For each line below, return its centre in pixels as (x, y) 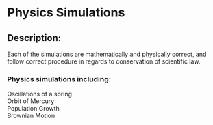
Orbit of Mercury (31, 101)
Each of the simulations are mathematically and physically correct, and (107, 54)
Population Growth (33, 109)
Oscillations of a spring (40, 94)
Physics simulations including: (59, 79)
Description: (34, 38)
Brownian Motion (31, 116)
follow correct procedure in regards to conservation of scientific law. (104, 61)
